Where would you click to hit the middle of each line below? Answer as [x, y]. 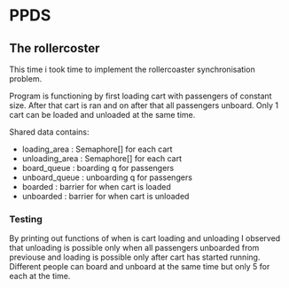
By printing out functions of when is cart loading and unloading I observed [145, 238]
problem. [26, 79]
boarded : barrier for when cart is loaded [96, 187]
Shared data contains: [49, 132]
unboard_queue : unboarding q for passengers [107, 177]
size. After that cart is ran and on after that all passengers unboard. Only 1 [144, 105]
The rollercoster [55, 48]
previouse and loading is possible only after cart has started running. [135, 257]
